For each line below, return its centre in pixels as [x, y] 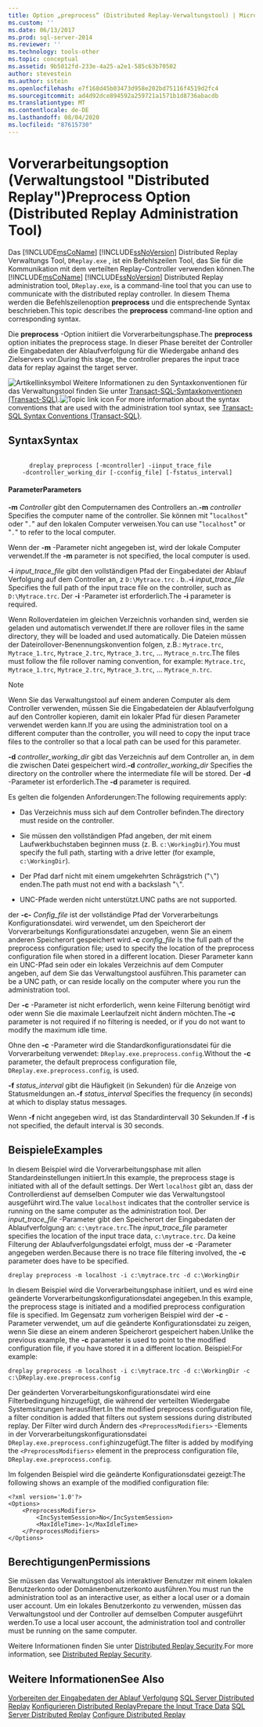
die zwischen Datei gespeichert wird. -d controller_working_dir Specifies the [130, 765]
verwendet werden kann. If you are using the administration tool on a [118, 725]
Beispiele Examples [56, 1150]
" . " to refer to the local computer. [62, 532]
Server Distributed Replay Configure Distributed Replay [97, 1714]
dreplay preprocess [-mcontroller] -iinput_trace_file [120, 465]
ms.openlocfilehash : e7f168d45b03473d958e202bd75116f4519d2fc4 [113, 88]
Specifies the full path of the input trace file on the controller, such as [120, 587]
